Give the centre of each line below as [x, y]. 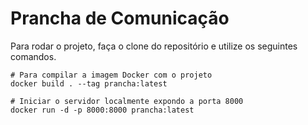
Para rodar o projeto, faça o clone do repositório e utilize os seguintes [154, 46]
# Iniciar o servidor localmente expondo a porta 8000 [127, 101]
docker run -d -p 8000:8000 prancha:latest [102, 110]
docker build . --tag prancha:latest [89, 83]
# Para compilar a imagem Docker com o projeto [111, 75]
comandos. [33, 56]
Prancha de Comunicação [120, 18]
